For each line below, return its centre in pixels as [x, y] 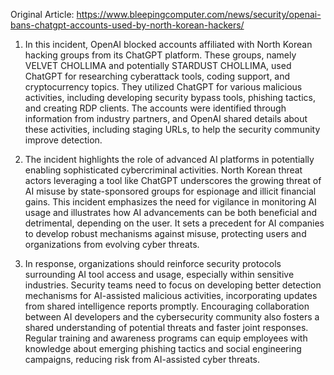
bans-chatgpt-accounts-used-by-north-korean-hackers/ [127, 25]
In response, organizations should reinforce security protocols [153, 263]
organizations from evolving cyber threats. [112, 244]
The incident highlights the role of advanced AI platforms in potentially [169, 159]
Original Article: [42, 14]
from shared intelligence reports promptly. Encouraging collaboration [167, 306]
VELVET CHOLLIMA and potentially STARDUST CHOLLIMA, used [158, 65]
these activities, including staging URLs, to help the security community [172, 129]
